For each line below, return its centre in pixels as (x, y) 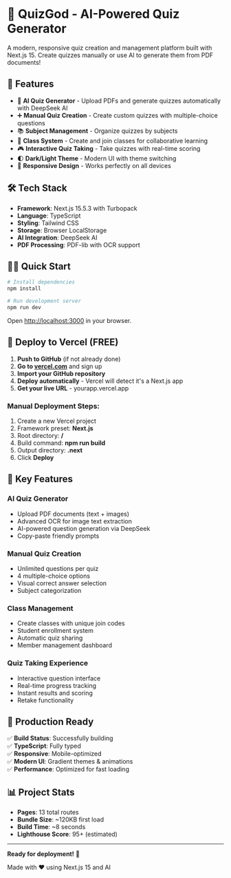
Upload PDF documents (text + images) (73, 514)
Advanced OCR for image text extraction (74, 521)
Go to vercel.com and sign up (59, 366)
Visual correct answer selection (62, 583)
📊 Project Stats (41, 792)
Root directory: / (40, 435)
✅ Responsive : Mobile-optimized (54, 754)
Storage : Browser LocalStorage (62, 230)
